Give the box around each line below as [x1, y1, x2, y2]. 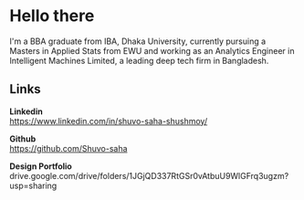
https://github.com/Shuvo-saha [9, 142, 128, 153]
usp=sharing [9, 180, 58, 191]
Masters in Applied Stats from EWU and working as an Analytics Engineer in [9, 45, 295, 56]
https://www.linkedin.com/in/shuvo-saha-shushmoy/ [9, 115, 208, 126]
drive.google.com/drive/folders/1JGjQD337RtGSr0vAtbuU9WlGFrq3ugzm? [9, 170, 289, 181]
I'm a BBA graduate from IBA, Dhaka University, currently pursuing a [9, 36, 267, 47]
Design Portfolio [9, 161, 73, 172]
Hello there [9, 5, 95, 26]
